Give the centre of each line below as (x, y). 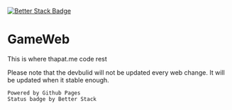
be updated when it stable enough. (59, 80)
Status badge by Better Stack (52, 99)
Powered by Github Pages (44, 93)
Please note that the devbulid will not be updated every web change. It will (116, 72)
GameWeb (39, 39)
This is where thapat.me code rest (57, 59)
